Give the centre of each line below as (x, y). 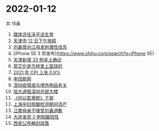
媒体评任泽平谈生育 (33, 34)
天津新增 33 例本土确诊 (37, 59)
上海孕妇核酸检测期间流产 (40, 104)
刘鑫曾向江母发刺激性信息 (40, 47)
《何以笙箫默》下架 (33, 97)
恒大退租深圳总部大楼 (35, 91)
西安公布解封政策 (31, 123)
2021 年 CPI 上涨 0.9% (37, 72)
